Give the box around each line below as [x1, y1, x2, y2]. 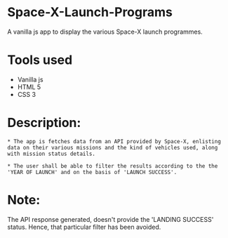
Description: [7, 115, 81, 131]
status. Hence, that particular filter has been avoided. [7, 223, 161, 231]
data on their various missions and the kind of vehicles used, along [7, 144, 218, 151]
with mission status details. [7, 150, 96, 157]
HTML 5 [17, 82, 41, 91]
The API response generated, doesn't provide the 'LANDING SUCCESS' [7, 215, 214, 223]
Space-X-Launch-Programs [7, 4, 173, 20]
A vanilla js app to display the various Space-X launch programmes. [7, 27, 203, 36]
